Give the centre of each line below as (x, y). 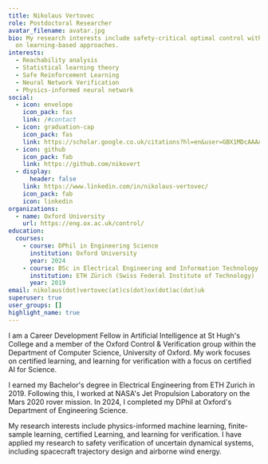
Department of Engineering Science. (68, 410)
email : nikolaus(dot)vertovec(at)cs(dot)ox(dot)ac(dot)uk (106, 291)
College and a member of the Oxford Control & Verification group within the (132, 343)
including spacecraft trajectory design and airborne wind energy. (115, 451)
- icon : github (41, 149)
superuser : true (35, 298)
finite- (238, 426)
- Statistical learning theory (67, 68)
